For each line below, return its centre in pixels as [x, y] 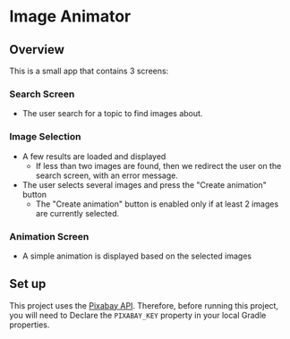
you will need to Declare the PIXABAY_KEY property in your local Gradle [138, 315]
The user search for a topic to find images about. [112, 114]
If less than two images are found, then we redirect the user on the [158, 165]
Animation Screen [49, 236]
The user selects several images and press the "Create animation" [144, 184]
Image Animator [70, 17]
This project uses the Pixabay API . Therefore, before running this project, [144, 305]
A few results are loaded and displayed [94, 156]
